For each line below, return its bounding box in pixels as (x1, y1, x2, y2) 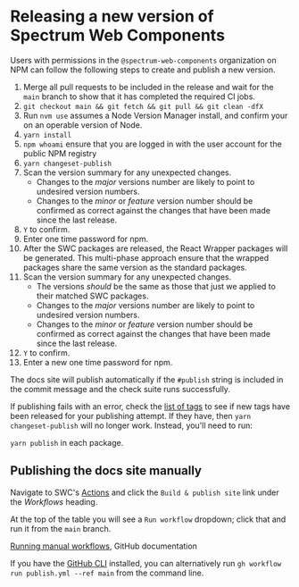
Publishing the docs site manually (10, 463, 203, 479)
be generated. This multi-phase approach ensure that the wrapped (22, 252, 270, 263)
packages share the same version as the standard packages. (22, 262, 248, 273)
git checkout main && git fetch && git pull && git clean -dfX (22, 102, 264, 111)
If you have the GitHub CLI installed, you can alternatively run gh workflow (10, 558, 282, 568)
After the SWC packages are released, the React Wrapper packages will (22, 243, 288, 254)
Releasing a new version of (10, 6, 214, 27)
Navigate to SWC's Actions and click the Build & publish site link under (10, 487, 279, 498)
